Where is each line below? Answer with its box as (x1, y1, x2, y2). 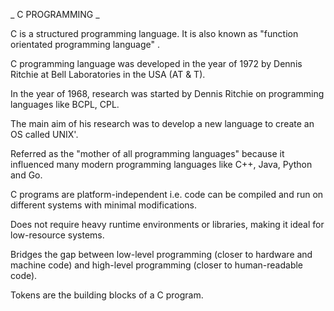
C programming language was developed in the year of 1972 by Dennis (10, 58, 303, 69)
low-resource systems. (10, 229, 105, 241)
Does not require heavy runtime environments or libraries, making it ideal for (10, 219, 325, 230)
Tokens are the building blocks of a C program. (10, 289, 204, 301)
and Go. (10, 169, 43, 181)
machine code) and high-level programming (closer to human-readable (10, 259, 304, 271)
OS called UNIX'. (10, 129, 79, 140)
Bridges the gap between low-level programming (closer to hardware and (10, 249, 313, 260)
